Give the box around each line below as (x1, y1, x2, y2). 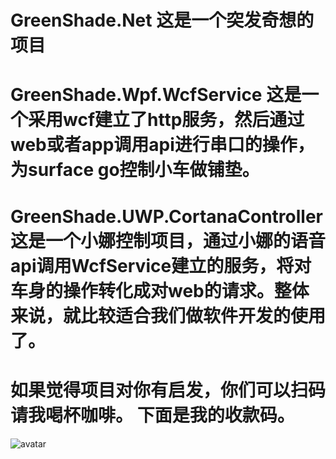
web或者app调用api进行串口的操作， (10, 134, 315, 156)
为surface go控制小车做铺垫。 (10, 159, 260, 181)
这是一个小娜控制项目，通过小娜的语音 (10, 229, 327, 252)
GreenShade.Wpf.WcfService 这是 (10, 84, 302, 106)
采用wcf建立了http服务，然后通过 (28, 109, 305, 131)
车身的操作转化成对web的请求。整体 (10, 279, 310, 302)
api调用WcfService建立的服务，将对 (10, 254, 312, 277)
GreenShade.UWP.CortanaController (10, 205, 323, 228)
